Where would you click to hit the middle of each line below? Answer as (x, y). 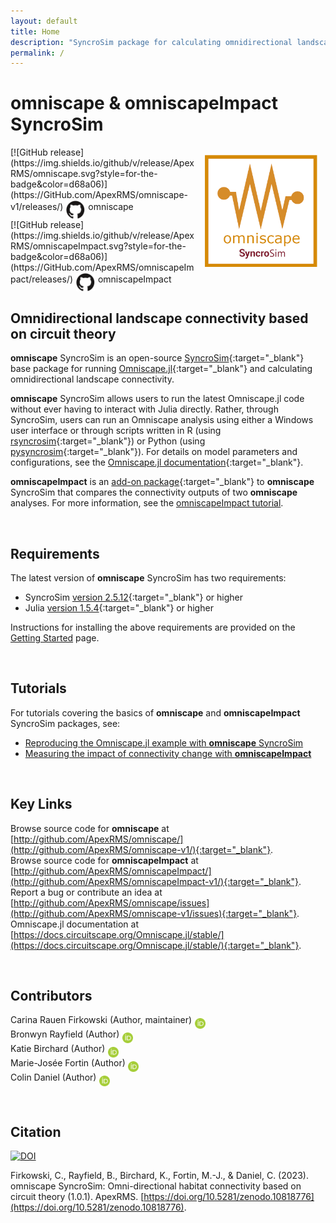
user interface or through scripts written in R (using (116, 431)
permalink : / (37, 53)
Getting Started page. (55, 637)
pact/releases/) (42, 279)
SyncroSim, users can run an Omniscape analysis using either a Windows (162, 420)
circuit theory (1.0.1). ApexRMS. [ (77, 1197)
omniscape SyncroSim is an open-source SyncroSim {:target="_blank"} (157, 358)
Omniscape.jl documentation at (74, 924)
